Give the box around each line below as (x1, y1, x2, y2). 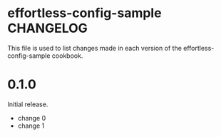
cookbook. (51, 51, 83, 60)
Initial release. (7, 100, 48, 108)
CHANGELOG (7, 20, 88, 36)
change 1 (17, 121, 45, 130)
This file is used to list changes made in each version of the (7, 44, 182, 52)
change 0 (17, 113, 46, 122)
